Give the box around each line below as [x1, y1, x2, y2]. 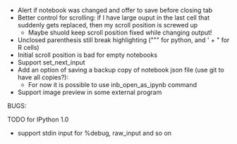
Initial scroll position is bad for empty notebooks [17, 51, 157, 59]
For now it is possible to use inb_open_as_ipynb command [28, 81, 197, 89]
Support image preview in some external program [17, 88, 162, 96]
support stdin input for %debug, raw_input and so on [17, 129, 171, 137]
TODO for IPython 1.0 [7, 115, 69, 124]
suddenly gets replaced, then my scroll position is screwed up [17, 21, 198, 29]
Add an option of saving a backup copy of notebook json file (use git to [17, 66, 224, 74]
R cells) [17, 44, 40, 51]
